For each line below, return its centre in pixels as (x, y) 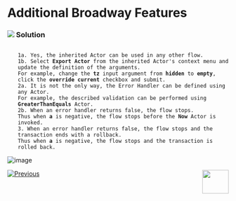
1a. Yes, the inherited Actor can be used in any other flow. (110, 55)
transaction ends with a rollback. (70, 135)
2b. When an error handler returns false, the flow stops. (106, 111)
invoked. (30, 123)
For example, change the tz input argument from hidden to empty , (117, 74)
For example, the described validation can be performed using (112, 98)
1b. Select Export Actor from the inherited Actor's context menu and (123, 62)
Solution (31, 35)
